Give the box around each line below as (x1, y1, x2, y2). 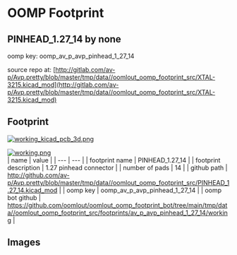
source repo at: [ (7, 66, 56, 73)
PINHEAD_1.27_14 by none (7, 33, 121, 45)
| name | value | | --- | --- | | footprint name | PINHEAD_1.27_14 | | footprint (7, 155, 221, 164)
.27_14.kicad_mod (7, 186, 58, 194)
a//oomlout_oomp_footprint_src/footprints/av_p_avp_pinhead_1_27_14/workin (7, 208, 228, 217)
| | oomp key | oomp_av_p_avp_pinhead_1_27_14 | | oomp (59, 186, 222, 194)
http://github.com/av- (7, 171, 70, 179)
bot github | (7, 193, 41, 202)
